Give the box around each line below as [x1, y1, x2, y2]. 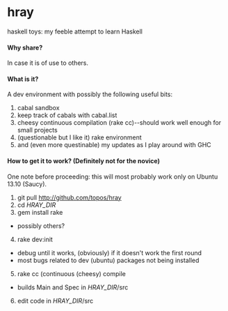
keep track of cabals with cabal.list [17, 111, 117, 119]
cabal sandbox [17, 104, 60, 112]
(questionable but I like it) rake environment [17, 133, 142, 142]
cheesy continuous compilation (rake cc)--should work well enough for [17, 119, 222, 127]
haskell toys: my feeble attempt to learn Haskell [7, 27, 142, 36]
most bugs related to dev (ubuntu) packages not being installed [17, 256, 199, 264]
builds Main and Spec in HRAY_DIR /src [17, 283, 129, 291]
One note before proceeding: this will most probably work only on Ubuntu [7, 172, 218, 181]
